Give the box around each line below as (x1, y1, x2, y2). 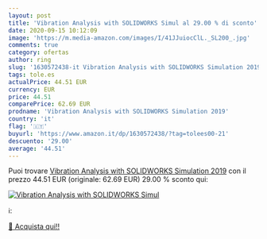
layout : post (8, 11, 52, 20)
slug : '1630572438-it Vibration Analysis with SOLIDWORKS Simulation (8, 64, 244, 71)
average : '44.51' (8, 145, 66, 152)
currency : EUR (8, 85, 56, 94)
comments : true (8, 41, 59, 49)
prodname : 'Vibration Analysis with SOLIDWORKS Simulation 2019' (8, 108, 229, 116)
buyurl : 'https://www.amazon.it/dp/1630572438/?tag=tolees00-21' (8, 129, 229, 137)
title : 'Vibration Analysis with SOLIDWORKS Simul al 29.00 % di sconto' (8, 19, 258, 27)
